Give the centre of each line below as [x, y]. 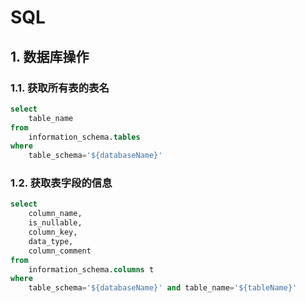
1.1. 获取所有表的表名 [60, 88]
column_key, [53, 232]
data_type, [51, 241]
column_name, [55, 214]
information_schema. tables [84, 137]
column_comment [60, 251]
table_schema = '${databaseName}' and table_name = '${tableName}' [163, 288]
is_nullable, [55, 223]
